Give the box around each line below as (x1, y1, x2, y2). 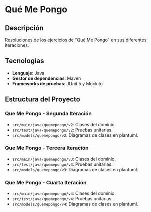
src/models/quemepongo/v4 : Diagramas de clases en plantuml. (12, 201, 138, 207)
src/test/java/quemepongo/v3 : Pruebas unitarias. (12, 161, 113, 167)
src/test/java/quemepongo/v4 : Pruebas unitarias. (12, 196, 113, 202)
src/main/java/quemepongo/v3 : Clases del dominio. (12, 156, 116, 162)
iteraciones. (5, 42, 29, 48)
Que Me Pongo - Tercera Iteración (5, 144, 89, 151)
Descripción (5, 24, 44, 32)
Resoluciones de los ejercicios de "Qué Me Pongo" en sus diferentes (5, 37, 147, 43)
